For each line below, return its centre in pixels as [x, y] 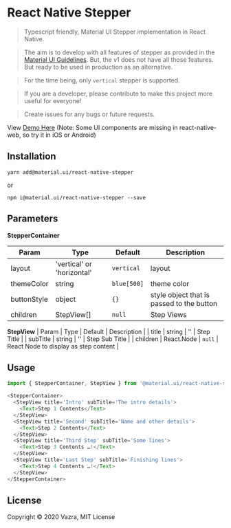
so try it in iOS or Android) [59, 135]
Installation [32, 156]
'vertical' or [74, 264]
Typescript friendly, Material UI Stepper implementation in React [115, 32]
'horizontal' [74, 272]
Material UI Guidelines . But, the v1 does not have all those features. [119, 59]
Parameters [33, 219]
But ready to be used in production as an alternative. [98, 67]
